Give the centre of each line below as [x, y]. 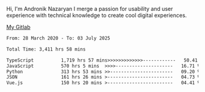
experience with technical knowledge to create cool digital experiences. [97, 15]
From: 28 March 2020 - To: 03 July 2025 [59, 38]
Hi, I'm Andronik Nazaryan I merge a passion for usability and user [90, 9]
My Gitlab [18, 27]
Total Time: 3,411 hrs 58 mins [46, 49]
